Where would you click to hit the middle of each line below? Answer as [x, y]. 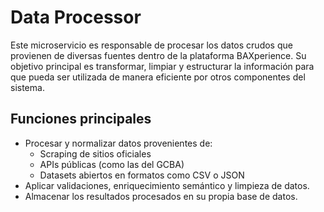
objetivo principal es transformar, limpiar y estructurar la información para [162, 66]
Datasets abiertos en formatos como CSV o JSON [142, 175]
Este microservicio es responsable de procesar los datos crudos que [151, 45]
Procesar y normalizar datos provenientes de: [118, 143]
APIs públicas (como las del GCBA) [112, 164]
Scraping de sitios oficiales [95, 153]
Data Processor [76, 17]
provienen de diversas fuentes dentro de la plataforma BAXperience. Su [158, 55]
